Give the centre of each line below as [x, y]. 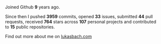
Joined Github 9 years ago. [33, 7]
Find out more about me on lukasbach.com [49, 36]
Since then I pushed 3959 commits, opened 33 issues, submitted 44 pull [79, 16]
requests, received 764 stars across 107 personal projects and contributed [80, 22]
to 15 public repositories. [30, 27]
